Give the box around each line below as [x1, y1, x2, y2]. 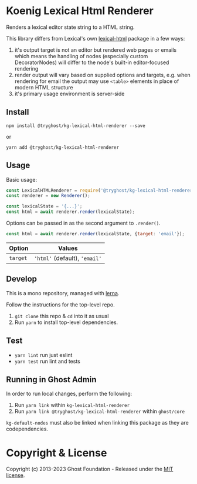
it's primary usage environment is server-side [14, 90, 125, 97]
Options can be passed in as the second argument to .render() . [6, 219, 161, 227]
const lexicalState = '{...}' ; [6, 203, 83, 209]
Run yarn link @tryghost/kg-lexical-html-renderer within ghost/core [14, 408, 185, 415]
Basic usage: [6, 176, 38, 183]
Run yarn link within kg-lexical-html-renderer [14, 402, 130, 409]
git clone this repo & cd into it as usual [14, 312, 109, 319]
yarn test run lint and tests [14, 358, 80, 365]
